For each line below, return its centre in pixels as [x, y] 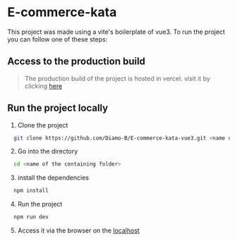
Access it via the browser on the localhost [78, 230]
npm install [31, 191]
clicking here [43, 86]
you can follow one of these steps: [57, 39]
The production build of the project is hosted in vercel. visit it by [117, 78]
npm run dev [31, 217]
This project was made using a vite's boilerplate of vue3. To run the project [116, 32]
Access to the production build [77, 62]
